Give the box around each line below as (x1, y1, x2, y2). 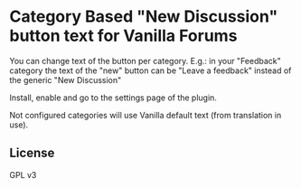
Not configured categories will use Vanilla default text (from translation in (9, 109, 282, 120)
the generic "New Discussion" (9, 74, 122, 85)
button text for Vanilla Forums (9, 25, 238, 46)
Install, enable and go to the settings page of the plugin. (9, 92, 217, 103)
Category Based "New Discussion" (9, 6, 278, 27)
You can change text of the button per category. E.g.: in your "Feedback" (9, 55, 282, 66)
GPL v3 (9, 169, 37, 180)
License (9, 146, 55, 161)
